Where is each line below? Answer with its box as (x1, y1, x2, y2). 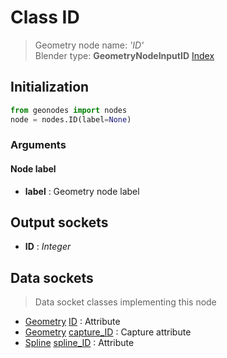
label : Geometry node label (24, 185, 140, 197)
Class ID (10, 6, 80, 29)
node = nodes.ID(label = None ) (10, 114, 132, 125)
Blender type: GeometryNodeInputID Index (34, 49, 215, 61)
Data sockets (10, 269, 94, 286)
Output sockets (10, 214, 109, 231)
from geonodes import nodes (10, 105, 128, 115)
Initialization (10, 79, 90, 96)
